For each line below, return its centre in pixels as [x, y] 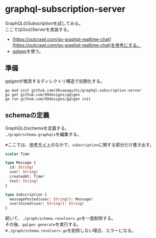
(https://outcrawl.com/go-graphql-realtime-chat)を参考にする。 [77, 45]
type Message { [21, 163]
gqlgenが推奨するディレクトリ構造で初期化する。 [55, 81]
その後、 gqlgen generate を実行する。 [43, 224]
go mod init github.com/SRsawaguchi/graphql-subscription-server [73, 90]
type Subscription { [26, 194]
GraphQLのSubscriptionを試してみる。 [44, 23]
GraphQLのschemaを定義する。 [37, 128]
